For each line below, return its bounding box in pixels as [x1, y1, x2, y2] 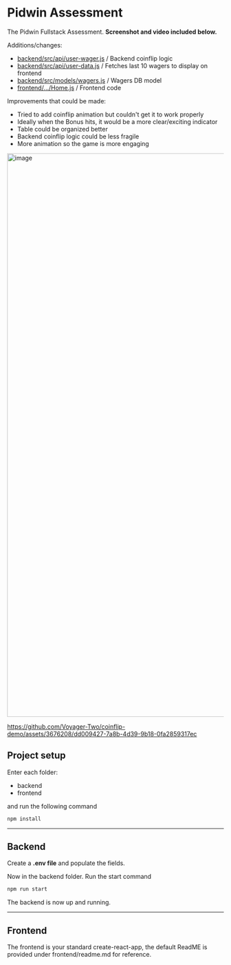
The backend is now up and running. [7, 898, 111, 906]
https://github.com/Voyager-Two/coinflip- [7, 722, 126, 731]
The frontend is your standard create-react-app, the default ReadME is [7, 943, 208, 951]
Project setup [7, 749, 67, 762]
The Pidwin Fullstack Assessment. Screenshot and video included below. [7, 28, 217, 36]
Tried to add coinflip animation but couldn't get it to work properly [16, 110, 204, 118]
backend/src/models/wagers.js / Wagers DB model [16, 76, 162, 84]
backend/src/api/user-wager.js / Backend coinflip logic [16, 54, 173, 63]
